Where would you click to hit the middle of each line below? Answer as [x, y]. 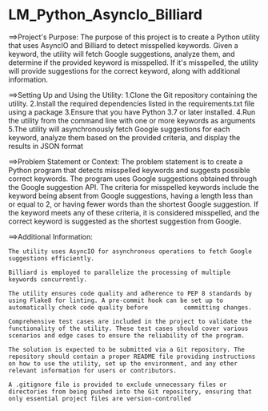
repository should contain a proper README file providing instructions [132, 357]
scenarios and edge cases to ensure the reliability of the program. [127, 335]
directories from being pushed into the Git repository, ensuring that [130, 391]
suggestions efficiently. [51, 258]
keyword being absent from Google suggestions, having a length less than [131, 195]
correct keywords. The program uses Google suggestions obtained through [133, 179]
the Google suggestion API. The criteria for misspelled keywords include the [134, 187]
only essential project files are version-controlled [100, 398]
